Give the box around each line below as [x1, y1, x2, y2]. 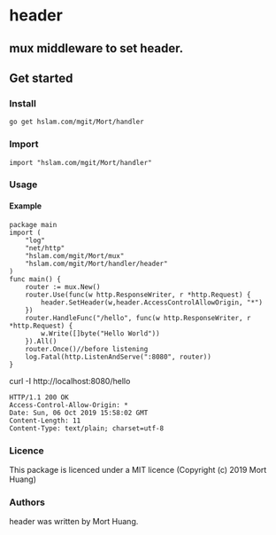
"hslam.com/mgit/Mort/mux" [25, 251, 125, 260]
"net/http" [25, 243, 65, 253]
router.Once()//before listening [25, 344, 149, 353]
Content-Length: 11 [9, 416, 81, 425]
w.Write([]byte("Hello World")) [41, 329, 161, 338]
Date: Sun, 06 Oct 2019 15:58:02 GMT [9, 408, 149, 417]
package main [9, 220, 57, 229]
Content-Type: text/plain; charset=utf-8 [9, 423, 165, 433]
